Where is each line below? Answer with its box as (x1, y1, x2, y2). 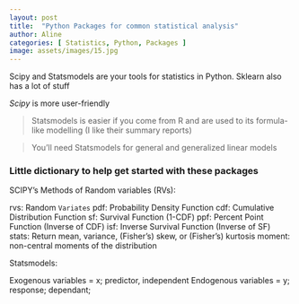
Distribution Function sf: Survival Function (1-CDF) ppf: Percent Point (9, 212, 264, 222)
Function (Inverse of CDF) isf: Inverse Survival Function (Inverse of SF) (9, 221, 271, 232)
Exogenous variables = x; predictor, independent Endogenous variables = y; (9, 275, 290, 286)
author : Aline (9, 30, 63, 39)
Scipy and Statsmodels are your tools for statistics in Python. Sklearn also (9, 71, 282, 82)
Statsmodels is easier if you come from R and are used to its (31, 116, 254, 126)
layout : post (9, 13, 58, 22)
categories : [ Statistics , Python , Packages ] (9, 38, 187, 48)
